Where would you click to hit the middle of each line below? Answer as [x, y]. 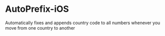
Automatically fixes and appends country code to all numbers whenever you [83, 23]
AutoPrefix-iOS [37, 9]
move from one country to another [40, 28]
